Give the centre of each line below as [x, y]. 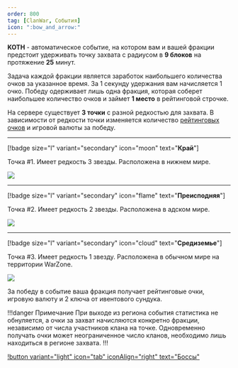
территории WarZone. [40, 264]
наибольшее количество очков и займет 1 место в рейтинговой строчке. [118, 99]
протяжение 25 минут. [41, 63]
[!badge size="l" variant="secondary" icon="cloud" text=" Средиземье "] [115, 243]
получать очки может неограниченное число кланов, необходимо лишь [117, 335]
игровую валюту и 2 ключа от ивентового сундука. [85, 299]
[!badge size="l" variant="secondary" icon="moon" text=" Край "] [103, 148]
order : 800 [23, 14]
